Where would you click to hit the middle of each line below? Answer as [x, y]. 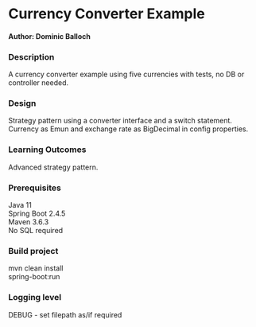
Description [31, 56]
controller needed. [39, 83]
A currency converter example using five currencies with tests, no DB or [126, 74]
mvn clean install [36, 268]
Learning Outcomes [47, 150]
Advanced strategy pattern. [53, 167]
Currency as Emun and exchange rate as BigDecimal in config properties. [128, 129]
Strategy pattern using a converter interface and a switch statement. [120, 121]
